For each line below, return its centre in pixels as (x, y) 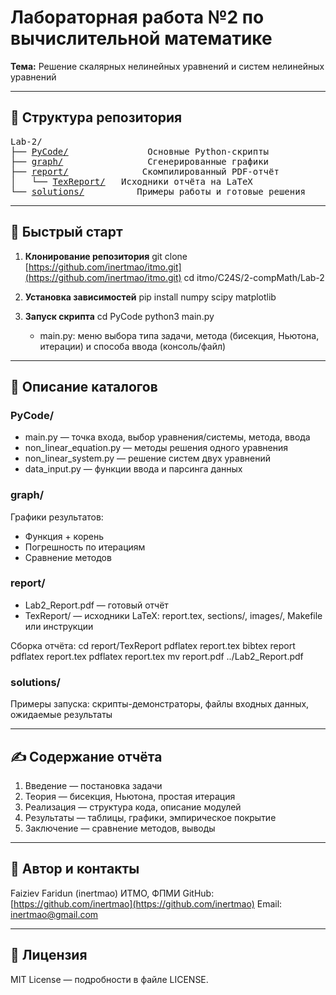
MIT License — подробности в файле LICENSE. (109, 979)
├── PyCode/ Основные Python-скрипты (140, 151)
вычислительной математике (141, 38)
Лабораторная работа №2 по (137, 17)
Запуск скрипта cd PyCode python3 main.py (119, 316)
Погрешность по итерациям (85, 547)
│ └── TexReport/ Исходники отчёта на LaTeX (131, 181)
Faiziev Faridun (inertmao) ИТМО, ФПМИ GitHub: (112, 893)
